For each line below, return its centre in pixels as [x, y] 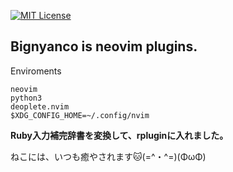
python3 [26, 98]
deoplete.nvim [40, 106]
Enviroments [36, 71]
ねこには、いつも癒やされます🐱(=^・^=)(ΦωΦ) [108, 156]
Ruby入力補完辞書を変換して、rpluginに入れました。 [119, 135]
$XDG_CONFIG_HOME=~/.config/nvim [80, 115]
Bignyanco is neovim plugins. [104, 46]
